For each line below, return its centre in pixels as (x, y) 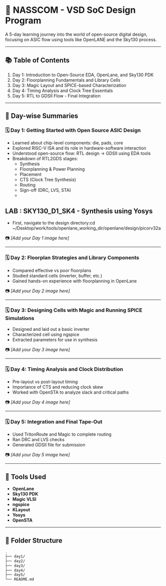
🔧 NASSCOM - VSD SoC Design (70, 10)
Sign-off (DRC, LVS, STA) (45, 190)
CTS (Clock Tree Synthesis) (48, 180)
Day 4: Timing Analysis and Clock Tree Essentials (62, 90)
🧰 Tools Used (26, 477)
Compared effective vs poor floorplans (52, 270)
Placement (31, 175)
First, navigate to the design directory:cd (54, 223)
